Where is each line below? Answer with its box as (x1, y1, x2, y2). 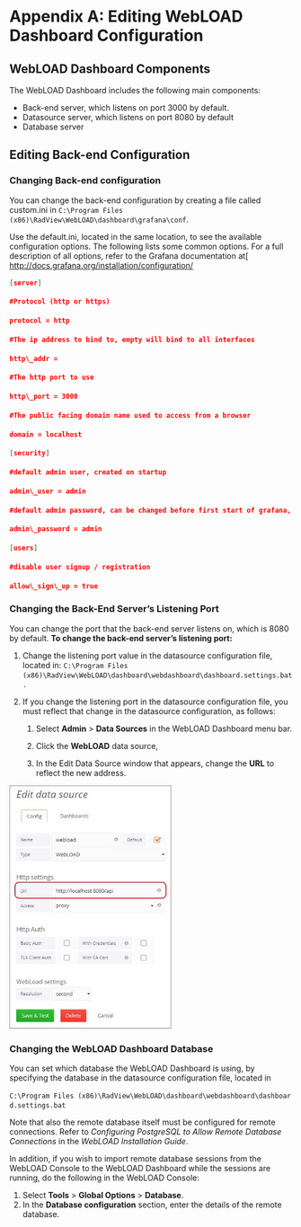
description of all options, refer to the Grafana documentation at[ (9, 250, 249, 261)
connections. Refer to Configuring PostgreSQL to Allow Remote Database (9, 1126, 282, 1137)
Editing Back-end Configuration (9, 147, 190, 163)
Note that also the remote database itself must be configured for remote (9, 1117, 276, 1128)
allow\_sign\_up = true (9, 581, 99, 590)
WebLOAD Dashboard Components (9, 61, 211, 76)
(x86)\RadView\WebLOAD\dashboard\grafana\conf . (9, 214, 190, 225)
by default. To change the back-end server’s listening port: (9, 632, 233, 643)
